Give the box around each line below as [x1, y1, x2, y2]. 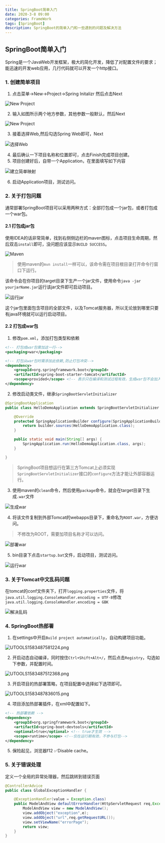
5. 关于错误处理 [5, 761, 41, 768]
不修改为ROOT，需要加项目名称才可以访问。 [17, 531, 107, 537]
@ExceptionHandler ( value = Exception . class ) [14, 797, 107, 802]
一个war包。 [5, 211, 30, 217]
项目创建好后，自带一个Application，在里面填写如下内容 [12, 158, 126, 164]
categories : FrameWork [5, 16, 52, 21]
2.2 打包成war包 [5, 323, 38, 329]
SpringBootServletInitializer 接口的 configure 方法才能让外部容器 [17, 470, 151, 476]
